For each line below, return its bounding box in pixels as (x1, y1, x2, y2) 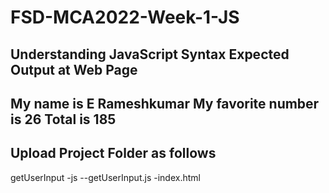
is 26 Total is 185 (10, 111, 117, 128)
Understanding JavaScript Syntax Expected (10, 46, 290, 63)
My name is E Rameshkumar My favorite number (10, 95, 320, 112)
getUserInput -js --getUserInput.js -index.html (10, 171, 201, 183)
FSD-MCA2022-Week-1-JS (10, 6, 240, 29)
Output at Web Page (10, 61, 138, 78)
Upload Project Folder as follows (10, 145, 217, 162)
